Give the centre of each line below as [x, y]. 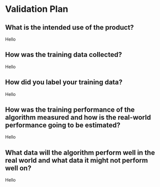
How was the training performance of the [70, 110]
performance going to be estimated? [63, 125]
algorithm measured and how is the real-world [78, 117]
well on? [18, 168]
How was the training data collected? [64, 55]
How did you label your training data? [64, 82]
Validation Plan [37, 9]
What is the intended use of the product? [70, 27]
